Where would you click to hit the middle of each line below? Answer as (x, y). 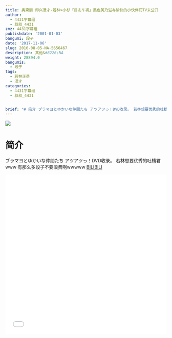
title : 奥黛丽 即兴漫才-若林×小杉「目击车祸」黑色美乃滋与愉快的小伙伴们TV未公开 (82, 10)
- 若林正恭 (20, 77)
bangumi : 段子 (20, 39)
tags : (11, 72)
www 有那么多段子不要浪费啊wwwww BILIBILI (54, 167)
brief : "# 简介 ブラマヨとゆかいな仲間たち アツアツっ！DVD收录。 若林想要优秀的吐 (85, 109)
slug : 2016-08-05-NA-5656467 (36, 48)
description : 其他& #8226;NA (35, 53)
